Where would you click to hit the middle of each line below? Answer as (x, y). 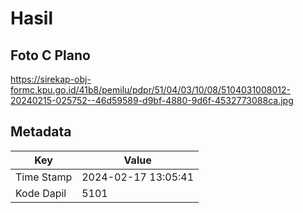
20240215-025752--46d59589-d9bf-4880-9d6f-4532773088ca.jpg (152, 100)
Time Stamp (44, 177)
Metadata (41, 132)
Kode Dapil (41, 193)
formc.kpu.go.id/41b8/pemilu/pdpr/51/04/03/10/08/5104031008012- (150, 90)
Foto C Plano (50, 55)
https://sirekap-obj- (51, 79)
